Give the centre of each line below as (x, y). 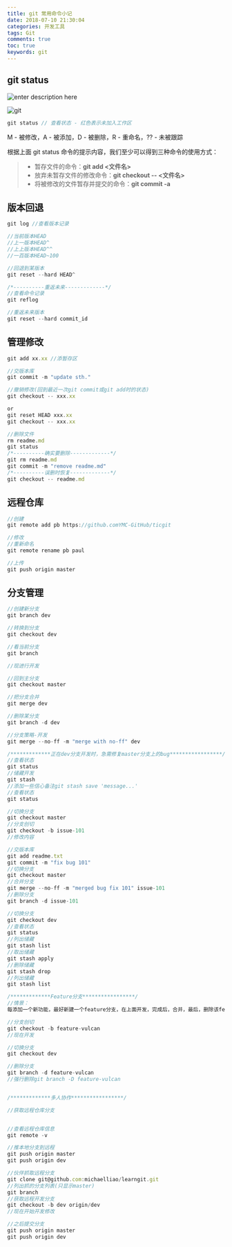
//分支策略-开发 (27, 735)
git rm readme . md (32, 460)
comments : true (29, 39)
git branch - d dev (33, 722)
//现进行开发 (23, 666)
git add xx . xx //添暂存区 (42, 358)
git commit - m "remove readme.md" (57, 467)
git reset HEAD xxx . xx (40, 415)
